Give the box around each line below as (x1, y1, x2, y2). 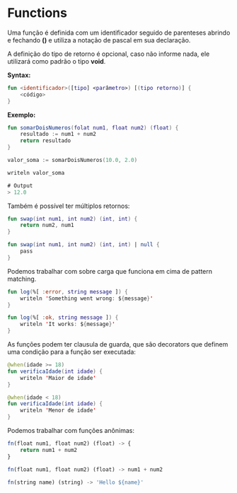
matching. (7, 274, 37, 283)
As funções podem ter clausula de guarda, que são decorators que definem (7, 340, 229, 349)
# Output (7, 182, 33, 189)
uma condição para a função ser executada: (7, 348, 137, 356)
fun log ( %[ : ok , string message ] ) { (7, 314, 119, 321)
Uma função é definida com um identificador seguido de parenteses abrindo (7, 28, 231, 37)
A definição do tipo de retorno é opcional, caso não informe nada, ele (7, 50, 210, 58)
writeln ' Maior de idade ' (20, 374, 97, 381)
